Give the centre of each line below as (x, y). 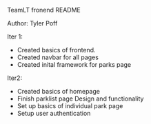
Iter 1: (15, 37)
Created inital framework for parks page (74, 64)
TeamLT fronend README (44, 10)
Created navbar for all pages (58, 57)
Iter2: (15, 78)
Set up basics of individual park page (70, 106)
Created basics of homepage (58, 91)
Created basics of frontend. (56, 50)
